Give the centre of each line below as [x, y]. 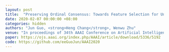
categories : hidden [26, 24]
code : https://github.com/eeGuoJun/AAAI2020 [53, 42]
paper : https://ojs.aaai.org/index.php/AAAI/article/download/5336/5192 [83, 38]
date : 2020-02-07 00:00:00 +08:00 [41, 19]
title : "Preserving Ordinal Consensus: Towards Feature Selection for [82, 14]
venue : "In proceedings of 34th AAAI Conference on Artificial [73, 33]
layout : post [19, 10]
